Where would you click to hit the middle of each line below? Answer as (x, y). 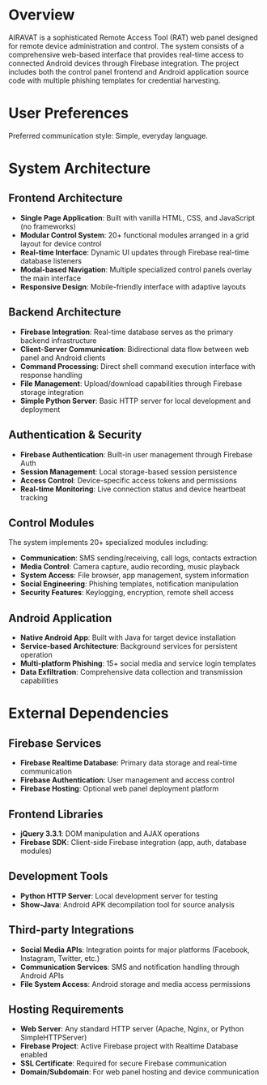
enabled (34, 1055)
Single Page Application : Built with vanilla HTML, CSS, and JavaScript (138, 217)
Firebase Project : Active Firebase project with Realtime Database (129, 1046)
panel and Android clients (63, 358)
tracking (34, 497)
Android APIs (42, 976)
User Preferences (69, 113)
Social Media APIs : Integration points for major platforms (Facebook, (135, 950)
